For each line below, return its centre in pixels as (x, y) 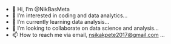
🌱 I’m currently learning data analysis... (61, 22)
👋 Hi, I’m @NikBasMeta (41, 9)
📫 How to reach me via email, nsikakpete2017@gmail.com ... (88, 35)
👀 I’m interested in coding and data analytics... (70, 15)
